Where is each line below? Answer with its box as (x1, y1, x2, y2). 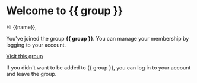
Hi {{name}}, (6, 24, 37, 31)
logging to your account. (6, 41, 66, 48)
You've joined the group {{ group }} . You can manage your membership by (6, 35, 189, 42)
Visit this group (6, 52, 43, 59)
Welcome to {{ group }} (6, 4, 123, 18)
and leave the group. (6, 70, 57, 77)
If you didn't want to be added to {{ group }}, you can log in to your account (6, 64, 191, 71)
